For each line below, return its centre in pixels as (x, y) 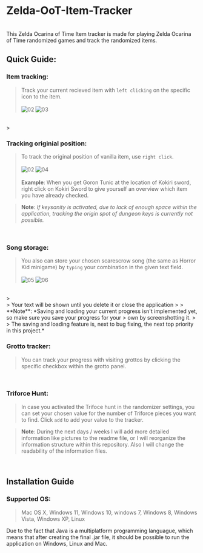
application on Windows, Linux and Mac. (57, 543)
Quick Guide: (31, 59)
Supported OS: (29, 499)
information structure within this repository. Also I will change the (102, 444)
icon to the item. (41, 96)
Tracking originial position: (47, 143)
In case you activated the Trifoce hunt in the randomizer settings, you (108, 407)
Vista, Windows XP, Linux (53, 519)
